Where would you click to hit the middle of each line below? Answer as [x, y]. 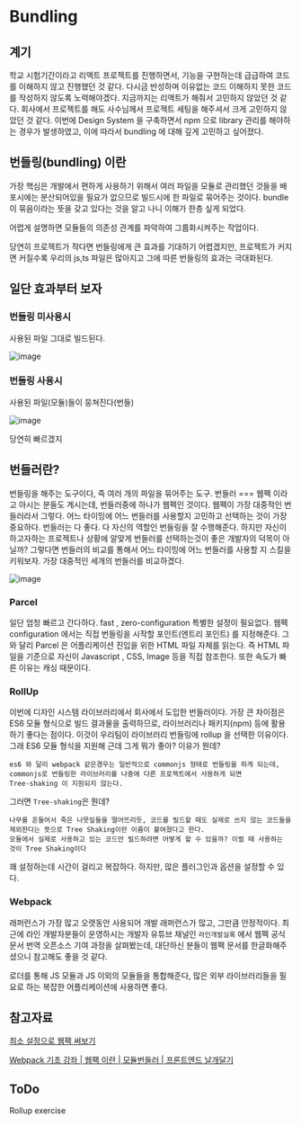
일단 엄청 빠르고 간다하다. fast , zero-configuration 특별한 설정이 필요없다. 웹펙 [149, 622]
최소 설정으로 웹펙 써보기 [53, 1041]
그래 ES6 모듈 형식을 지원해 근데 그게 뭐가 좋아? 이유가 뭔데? [115, 746]
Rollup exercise [38, 1111]
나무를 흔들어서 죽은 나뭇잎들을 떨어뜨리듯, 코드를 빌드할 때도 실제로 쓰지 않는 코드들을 [150, 820]
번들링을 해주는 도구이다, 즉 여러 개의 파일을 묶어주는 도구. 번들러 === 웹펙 [140, 493]
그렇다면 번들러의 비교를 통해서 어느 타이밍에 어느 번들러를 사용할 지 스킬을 [161, 549]
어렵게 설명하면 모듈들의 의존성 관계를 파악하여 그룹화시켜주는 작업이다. [134, 228]
